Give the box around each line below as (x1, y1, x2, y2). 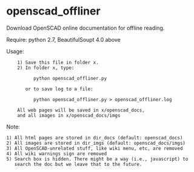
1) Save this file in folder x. (17, 59, 99, 65)
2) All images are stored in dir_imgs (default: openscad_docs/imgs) (6, 140, 186, 146)
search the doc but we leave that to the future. (14, 161, 142, 167)
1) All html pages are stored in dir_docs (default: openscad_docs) (6, 134, 183, 141)
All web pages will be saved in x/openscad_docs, (17, 107, 145, 113)
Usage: (6, 47, 24, 55)
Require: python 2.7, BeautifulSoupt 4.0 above (6, 36, 121, 43)
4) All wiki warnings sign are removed (6, 150, 107, 157)
